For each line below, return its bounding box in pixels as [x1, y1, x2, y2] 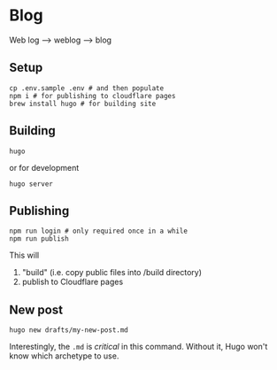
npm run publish [9, 235, 69, 243]
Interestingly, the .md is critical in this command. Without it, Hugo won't [9, 342, 268, 352]
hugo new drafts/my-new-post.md [9, 326, 128, 335]
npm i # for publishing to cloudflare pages [9, 91, 176, 100]
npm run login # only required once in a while [9, 227, 189, 235]
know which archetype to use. [9, 351, 119, 361]
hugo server [9, 179, 53, 189]
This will [9, 250, 40, 261]
